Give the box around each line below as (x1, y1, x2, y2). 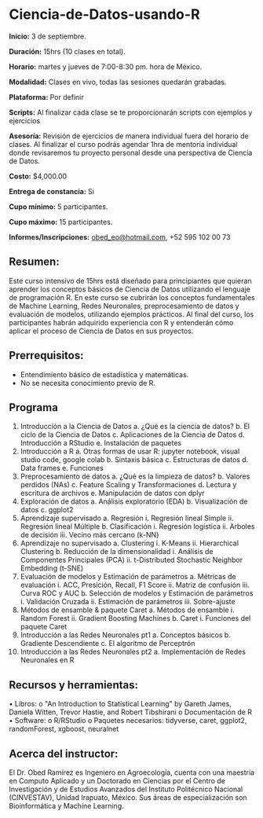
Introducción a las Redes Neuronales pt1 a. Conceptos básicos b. (20, 630, 231, 640)
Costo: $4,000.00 (9, 171, 68, 181)
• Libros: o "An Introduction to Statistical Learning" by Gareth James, (9, 699, 232, 709)
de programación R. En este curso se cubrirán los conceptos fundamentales (9, 292, 255, 302)
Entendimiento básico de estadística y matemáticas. (20, 369, 189, 379)
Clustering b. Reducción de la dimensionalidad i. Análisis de (20, 547, 214, 556)
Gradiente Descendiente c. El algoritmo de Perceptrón (20, 639, 195, 648)
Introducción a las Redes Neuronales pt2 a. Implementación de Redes (20, 647, 247, 657)
